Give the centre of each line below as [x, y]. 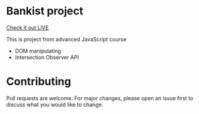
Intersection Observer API [47, 57]
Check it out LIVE [28, 28]
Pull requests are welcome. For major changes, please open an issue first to [100, 98]
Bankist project [45, 11]
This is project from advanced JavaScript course [67, 39]
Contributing [39, 82]
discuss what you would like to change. [55, 104]
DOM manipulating [38, 51]
